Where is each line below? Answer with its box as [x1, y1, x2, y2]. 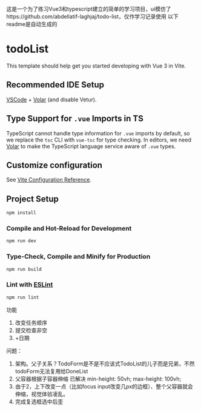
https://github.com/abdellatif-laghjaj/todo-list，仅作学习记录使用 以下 [6, 13, 179, 20]
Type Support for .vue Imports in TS [6, 114, 143, 124]
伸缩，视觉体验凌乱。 [15, 390, 68, 398]
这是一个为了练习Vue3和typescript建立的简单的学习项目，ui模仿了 [6, 5, 171, 12]
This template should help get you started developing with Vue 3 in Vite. [6, 62, 186, 69]
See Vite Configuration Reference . [6, 176, 92, 183]
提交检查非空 [15, 327, 47, 334]
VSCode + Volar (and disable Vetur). [6, 96, 97, 103]
